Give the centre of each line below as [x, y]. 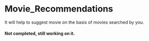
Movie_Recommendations [59, 9]
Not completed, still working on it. [40, 33]
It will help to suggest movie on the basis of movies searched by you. [74, 22]
